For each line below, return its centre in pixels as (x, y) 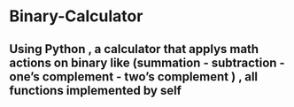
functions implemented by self (95, 90)
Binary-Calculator (76, 16)
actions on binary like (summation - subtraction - (147, 62)
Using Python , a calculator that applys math (134, 49)
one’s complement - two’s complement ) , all (134, 76)
